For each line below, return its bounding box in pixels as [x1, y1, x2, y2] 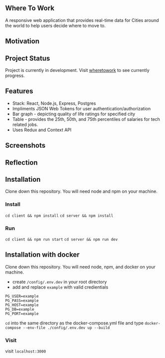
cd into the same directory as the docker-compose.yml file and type [5, 320, 144, 326]
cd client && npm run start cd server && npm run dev [5, 237, 118, 242]
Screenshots [5, 141, 46, 150]
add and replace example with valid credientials [12, 284, 108, 290]
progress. [5, 72, 25, 79]
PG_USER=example [5, 294, 39, 299]
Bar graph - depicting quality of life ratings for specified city [12, 111, 136, 117]
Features [5, 87, 33, 95]
